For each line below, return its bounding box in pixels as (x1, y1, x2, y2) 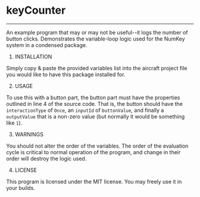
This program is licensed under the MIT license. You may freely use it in (6, 178, 182, 185)
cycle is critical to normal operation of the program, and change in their (6, 148, 181, 155)
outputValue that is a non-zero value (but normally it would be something (6, 112, 185, 120)
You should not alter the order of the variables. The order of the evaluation (6, 142, 189, 149)
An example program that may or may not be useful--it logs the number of (6, 29, 189, 36)
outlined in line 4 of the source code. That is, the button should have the (6, 100, 183, 107)
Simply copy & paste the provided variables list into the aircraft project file (6, 64, 187, 71)
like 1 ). (6, 119, 23, 126)
